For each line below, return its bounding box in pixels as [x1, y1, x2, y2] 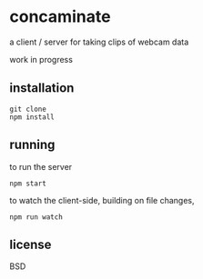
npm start [9, 179, 47, 188]
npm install [9, 112, 55, 122]
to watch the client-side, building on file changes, [9, 194, 195, 205]
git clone [9, 105, 47, 114]
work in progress [9, 54, 73, 65]
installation [9, 80, 75, 96]
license [9, 236, 52, 252]
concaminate [9, 6, 111, 27]
